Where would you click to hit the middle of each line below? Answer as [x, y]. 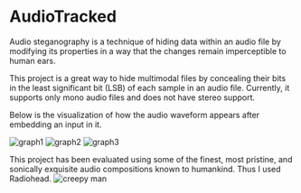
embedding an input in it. [56, 124]
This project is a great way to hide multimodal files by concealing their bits [148, 78]
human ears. [33, 60]
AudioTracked [63, 17]
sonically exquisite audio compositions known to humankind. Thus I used [146, 169]
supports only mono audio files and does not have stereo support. [132, 97]
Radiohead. [31, 179]
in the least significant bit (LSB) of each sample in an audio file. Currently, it [150, 87]
